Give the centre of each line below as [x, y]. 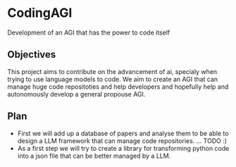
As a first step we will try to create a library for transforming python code [123, 148]
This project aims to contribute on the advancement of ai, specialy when [112, 71]
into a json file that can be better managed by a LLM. [94, 156]
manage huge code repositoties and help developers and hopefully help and [118, 87]
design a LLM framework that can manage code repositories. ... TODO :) [122, 141]
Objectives [32, 55]
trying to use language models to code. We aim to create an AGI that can [113, 79]
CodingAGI [40, 13]
